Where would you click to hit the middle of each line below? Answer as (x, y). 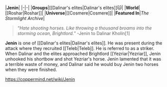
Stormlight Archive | (25, 18)
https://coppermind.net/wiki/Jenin (40, 79)
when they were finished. (31, 69)
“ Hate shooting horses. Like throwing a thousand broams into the (84, 28)
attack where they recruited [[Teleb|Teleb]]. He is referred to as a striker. (80, 48)
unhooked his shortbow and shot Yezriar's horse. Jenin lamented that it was (83, 59)
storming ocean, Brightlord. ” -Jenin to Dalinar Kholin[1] (74, 33)
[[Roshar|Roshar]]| (24, 13)
